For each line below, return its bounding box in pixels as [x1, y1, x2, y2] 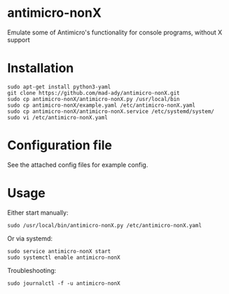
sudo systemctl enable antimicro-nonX [7, 254, 120, 261]
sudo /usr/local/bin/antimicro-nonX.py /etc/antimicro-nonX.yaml [7, 222, 202, 229]
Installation [7, 60, 74, 76]
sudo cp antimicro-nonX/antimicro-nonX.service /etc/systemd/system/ [7, 107, 215, 115]
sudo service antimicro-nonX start [7, 248, 111, 255]
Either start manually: [7, 208, 69, 217]
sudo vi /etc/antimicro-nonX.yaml [7, 114, 109, 121]
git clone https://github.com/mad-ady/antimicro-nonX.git [7, 89, 180, 96]
